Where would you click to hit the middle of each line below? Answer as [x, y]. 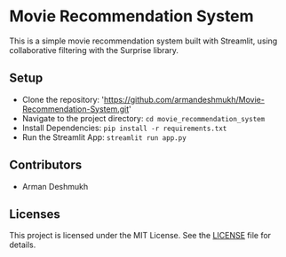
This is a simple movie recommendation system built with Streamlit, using [143, 41]
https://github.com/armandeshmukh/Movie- [184, 99]
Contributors [46, 165]
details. [23, 245]
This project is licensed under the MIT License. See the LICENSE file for [140, 236]
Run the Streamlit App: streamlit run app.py [104, 137]
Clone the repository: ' [63, 99]
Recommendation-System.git [75, 109]
